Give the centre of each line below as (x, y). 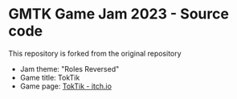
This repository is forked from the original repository (95, 53)
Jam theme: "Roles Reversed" (69, 68)
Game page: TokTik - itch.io (66, 86)
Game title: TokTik (50, 77)
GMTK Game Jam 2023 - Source (118, 14)
